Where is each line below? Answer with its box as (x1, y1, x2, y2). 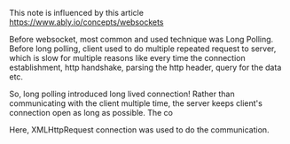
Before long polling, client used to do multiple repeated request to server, (9, 43, 277, 54)
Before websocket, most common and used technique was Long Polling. (9, 34, 274, 44)
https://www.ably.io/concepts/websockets (9, 17, 164, 27)
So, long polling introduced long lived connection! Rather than (9, 88, 235, 99)
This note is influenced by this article (9, 8, 145, 18)
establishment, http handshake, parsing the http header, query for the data (9, 62, 282, 72)
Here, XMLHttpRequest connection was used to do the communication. (9, 125, 270, 135)
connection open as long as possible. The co (9, 108, 174, 117)
